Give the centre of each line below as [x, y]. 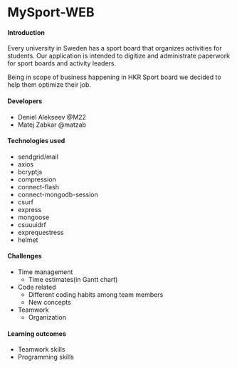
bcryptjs [30, 172]
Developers [25, 101]
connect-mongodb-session [58, 194]
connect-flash [38, 186]
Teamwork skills [41, 349]
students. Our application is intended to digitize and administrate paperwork [118, 56]
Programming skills [46, 357]
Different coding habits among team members [96, 295]
